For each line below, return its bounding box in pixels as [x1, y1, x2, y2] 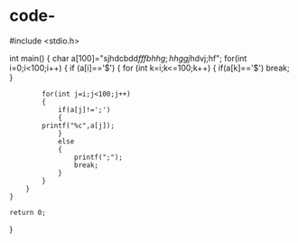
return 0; [9, 208, 47, 217]
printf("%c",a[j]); [42, 121, 116, 130]
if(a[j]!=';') [57, 105, 111, 114]
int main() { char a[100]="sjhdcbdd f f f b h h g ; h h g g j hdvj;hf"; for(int [9, 52, 247, 63]
